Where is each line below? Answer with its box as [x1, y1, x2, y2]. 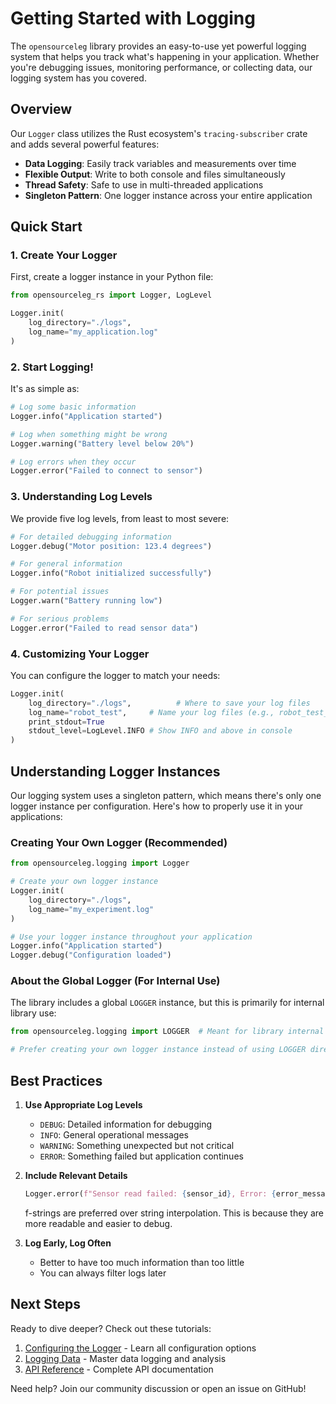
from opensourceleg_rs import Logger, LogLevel [10, 290, 213, 301]
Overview [10, 101, 73, 118]
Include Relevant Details [24, 1170, 128, 1182]
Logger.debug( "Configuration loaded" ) [10, 950, 172, 961]
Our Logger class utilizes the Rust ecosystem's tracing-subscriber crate [10, 127, 308, 139]
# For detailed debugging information [10, 532, 172, 542]
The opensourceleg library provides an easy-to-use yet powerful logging [10, 40, 307, 52]
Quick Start [10, 218, 83, 236]
